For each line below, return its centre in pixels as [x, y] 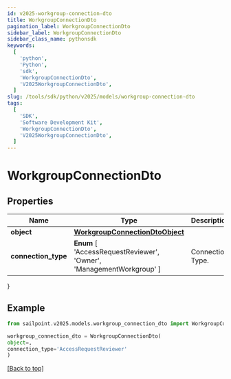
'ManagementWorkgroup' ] [118, 269]
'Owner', [88, 260]
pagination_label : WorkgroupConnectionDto [69, 26]
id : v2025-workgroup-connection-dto [59, 13]
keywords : [21, 45]
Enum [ [86, 243]
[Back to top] [25, 369]
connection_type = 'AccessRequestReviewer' [67, 349]
